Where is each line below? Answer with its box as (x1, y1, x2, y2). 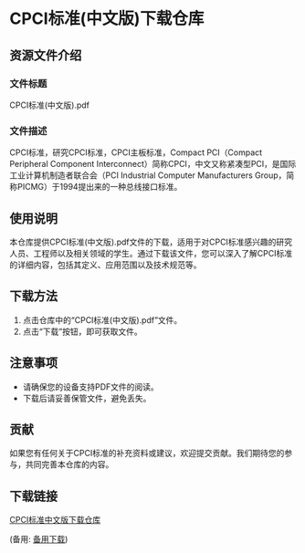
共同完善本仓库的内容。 (25, 459, 114, 470)
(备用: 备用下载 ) (9, 534, 68, 545)
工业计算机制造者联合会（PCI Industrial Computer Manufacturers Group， (9, 170, 287, 181)
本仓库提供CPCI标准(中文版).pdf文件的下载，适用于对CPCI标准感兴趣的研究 (9, 236, 292, 247)
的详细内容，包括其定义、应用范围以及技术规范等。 (9, 259, 202, 270)
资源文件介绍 (9, 47, 82, 63)
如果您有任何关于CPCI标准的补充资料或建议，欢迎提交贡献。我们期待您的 (9, 448, 285, 459)
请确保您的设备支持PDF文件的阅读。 (22, 381, 160, 392)
